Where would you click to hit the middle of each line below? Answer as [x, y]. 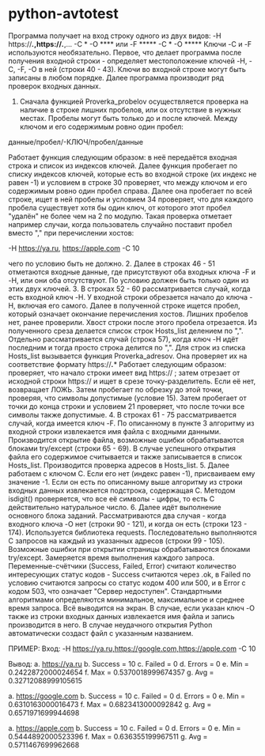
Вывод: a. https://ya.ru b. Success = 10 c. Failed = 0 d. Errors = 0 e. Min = [129, 663]
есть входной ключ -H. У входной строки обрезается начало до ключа [128, 297]
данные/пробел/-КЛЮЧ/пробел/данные [76, 142]
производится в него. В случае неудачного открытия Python [110, 625]
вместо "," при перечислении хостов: [71, 232]
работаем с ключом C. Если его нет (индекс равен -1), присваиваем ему [132, 473]
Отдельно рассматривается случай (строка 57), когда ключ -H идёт [123, 339]
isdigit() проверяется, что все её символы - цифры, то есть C [112, 498]
